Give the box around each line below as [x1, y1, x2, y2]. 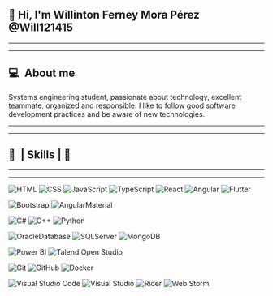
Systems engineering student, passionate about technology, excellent [8, 92, 242, 101]
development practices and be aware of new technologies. [8, 109, 206, 118]
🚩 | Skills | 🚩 [8, 148, 71, 162]
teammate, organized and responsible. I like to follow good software [8, 101, 236, 110]
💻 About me [8, 66, 76, 80]
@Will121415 [8, 21, 74, 35]
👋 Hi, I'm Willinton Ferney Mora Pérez [8, 8, 201, 22]
